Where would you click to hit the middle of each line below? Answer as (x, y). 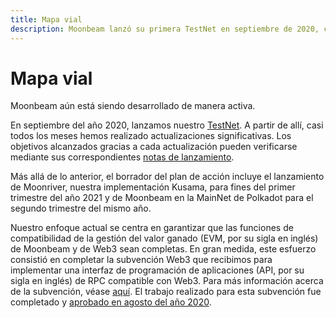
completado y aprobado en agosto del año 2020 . (111, 302)
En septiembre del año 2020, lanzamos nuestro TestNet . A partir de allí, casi (167, 125)
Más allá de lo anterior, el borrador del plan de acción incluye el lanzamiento (167, 177)
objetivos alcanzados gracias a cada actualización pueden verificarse (154, 147)
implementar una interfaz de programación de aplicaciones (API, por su (157, 270)
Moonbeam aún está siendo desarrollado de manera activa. (133, 106)
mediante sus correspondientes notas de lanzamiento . (122, 157)
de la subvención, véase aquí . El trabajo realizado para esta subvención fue (166, 292)
